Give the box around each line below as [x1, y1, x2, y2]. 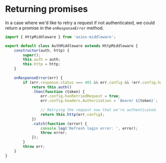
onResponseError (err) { [14, 75, 63, 80]
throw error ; [40, 130, 68, 135]
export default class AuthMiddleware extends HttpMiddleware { [5, 43, 138, 48]
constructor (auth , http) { [14, 48, 70, 53]
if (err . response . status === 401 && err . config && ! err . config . [23, 80, 158, 85]
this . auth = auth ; [23, 57, 61, 62]
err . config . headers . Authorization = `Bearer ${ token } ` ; [40, 98, 158, 103]
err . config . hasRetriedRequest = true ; [40, 94, 121, 99]
